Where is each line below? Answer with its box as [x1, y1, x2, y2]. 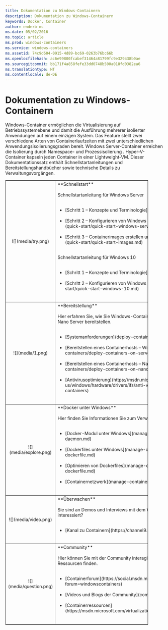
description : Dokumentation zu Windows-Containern [5, 13, 114, 19]
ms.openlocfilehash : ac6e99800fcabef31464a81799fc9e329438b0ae [5, 56, 141, 61]
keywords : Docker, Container [5, 19, 66, 24]
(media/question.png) [8, 584, 53, 590]
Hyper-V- [125, 149, 145, 155]
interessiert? [57, 512, 83, 518]
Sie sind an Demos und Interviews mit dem [57, 506, 146, 512]
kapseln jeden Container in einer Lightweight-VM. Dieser [27, 154, 144, 160]
